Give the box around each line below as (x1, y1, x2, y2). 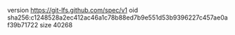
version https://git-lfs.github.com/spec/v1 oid (7, 6, 139, 14)
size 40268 (39, 21, 72, 29)
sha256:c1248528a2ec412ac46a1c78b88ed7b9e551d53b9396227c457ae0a (7, 13, 229, 22)
